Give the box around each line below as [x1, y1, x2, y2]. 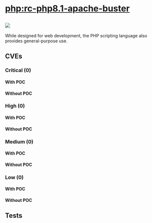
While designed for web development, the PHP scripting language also [5, 33, 148, 38]
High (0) [5, 103, 25, 110]
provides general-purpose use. [5, 38, 67, 44]
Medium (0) [5, 138, 34, 145]
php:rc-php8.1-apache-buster [5, 3, 130, 14]
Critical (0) [5, 67, 31, 74]
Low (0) [5, 174, 24, 181]
